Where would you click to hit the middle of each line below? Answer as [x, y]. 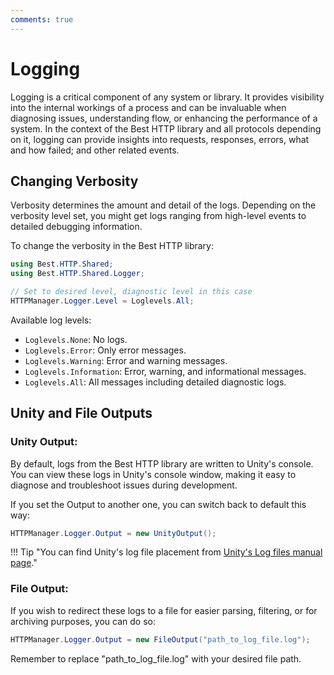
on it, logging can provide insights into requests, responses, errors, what [160, 139]
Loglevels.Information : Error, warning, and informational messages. [165, 371]
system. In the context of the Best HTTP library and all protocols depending [166, 128]
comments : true [42, 19]
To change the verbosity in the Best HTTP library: [112, 246]
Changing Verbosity [74, 181]
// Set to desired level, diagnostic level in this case [131, 292]
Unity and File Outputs [81, 413]
